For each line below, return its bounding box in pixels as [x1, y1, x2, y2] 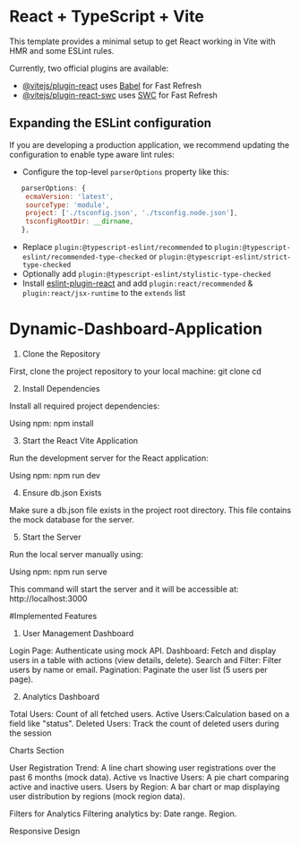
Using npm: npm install [9, 418, 94, 428]
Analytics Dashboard [21, 691, 100, 702]
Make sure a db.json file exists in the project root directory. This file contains [9, 504, 292, 515]
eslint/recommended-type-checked [21, 253, 148, 262]
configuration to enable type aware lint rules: [9, 149, 175, 160]
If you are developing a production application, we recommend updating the [9, 139, 289, 150]
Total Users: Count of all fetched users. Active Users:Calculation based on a [9, 708, 290, 719]
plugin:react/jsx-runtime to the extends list [21, 288, 186, 297]
